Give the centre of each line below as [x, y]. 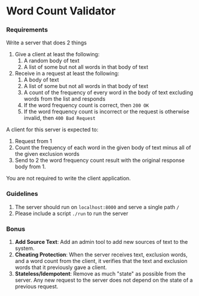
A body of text [41, 80]
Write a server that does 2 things [47, 43]
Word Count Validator [61, 11]
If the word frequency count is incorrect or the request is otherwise [106, 111]
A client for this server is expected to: [52, 129]
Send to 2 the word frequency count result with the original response [100, 161]
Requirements [27, 30]
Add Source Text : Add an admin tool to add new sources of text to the [101, 242]
